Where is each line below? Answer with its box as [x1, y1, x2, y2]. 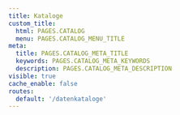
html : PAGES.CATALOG [15, 27, 85, 35]
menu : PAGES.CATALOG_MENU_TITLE [15, 34, 126, 43]
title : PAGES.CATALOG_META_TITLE [15, 49, 129, 57]
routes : [8, 87, 35, 96]
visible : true [8, 72, 57, 80]
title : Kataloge [8, 11, 63, 20]
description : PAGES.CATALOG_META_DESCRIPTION [15, 65, 173, 73]
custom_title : [8, 19, 57, 28]
